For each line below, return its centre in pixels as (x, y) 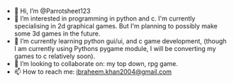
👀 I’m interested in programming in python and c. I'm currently (105, 18)
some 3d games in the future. (57, 33)
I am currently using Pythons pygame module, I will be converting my (115, 49)
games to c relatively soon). (55, 56)
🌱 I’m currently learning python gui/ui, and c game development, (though (120, 41)
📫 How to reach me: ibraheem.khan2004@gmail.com (93, 72)
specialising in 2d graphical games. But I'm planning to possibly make (116, 26)
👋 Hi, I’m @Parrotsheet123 (52, 11)
